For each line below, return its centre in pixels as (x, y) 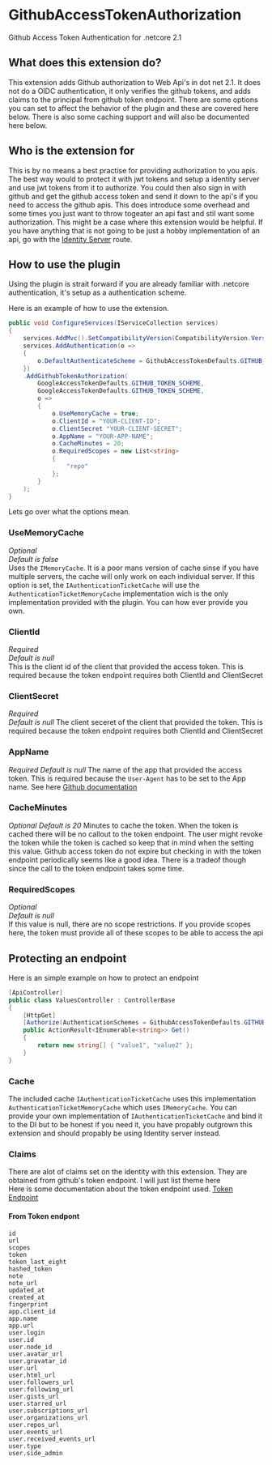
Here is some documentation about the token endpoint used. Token (121, 1189)
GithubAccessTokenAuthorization (125, 15)
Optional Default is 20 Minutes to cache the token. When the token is (123, 825)
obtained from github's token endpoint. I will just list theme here (115, 1181)
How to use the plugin (65, 264)
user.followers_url (41, 1382)
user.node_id (30, 1347)
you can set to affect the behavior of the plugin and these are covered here (134, 108)
